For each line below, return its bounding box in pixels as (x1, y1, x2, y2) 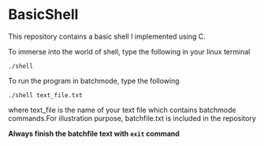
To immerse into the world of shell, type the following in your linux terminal (8, 47, 251, 56)
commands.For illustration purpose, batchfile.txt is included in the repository (8, 113, 256, 123)
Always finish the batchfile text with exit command (8, 129, 180, 138)
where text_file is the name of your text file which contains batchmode (8, 105, 236, 114)
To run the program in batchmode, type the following (8, 76, 180, 85)
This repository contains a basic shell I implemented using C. (8, 32, 206, 41)
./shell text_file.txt (8, 91, 83, 99)
